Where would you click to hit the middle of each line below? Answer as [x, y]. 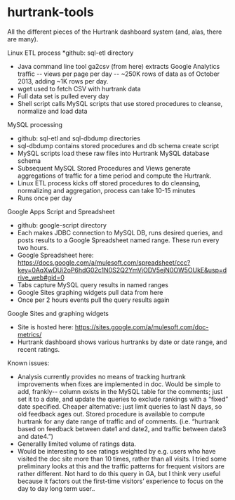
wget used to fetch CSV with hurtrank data [79, 88]
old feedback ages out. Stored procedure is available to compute [111, 414]
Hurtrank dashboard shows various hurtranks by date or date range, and [122, 342]
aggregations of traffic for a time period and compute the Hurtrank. [114, 176]
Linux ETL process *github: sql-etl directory [70, 53]
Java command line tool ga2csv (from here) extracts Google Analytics [119, 66]
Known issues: [28, 363]
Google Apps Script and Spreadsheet [61, 211]
